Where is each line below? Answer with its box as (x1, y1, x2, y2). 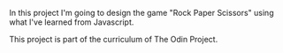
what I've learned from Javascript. (9, 17, 134, 27)
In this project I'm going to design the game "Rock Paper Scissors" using (9, 8, 274, 18)
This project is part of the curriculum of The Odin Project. (9, 34, 218, 44)
